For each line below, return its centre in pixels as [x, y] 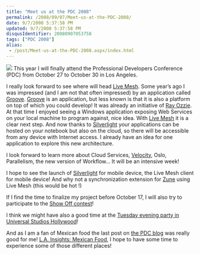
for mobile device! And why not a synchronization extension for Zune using [98, 179]
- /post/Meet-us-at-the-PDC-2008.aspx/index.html [71, 51]
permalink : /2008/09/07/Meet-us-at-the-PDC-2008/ [69, 17]
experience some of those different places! [59, 245]
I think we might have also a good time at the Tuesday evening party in [93, 215]
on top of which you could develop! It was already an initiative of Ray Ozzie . [99, 105]
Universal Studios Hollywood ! [42, 221]
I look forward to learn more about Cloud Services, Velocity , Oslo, [86, 155]
